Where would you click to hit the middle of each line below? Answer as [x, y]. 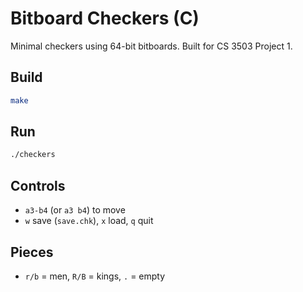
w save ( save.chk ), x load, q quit [89, 221]
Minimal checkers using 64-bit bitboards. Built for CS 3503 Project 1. [151, 46]
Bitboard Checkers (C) [105, 18]
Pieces [32, 252]
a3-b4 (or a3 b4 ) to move [75, 210]
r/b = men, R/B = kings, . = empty [95, 276]
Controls [38, 185]
